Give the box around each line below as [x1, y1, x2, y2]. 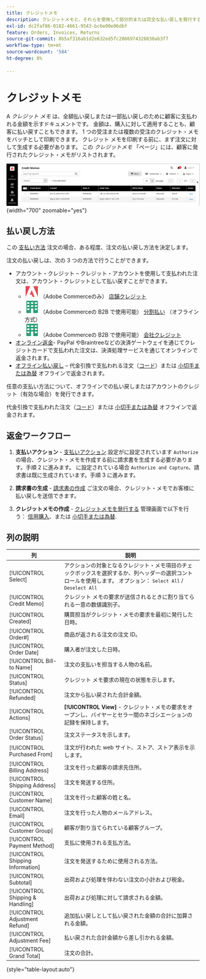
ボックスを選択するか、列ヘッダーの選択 [74, 569, 177, 577]
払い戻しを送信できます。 [15, 492, 80, 499]
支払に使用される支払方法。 [64, 839, 134, 846]
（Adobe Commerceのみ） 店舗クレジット [39, 293, 147, 300]
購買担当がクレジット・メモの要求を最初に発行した [64, 610, 193, 618]
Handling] [9, 900, 34, 908]
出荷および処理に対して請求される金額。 [64, 894, 167, 902]
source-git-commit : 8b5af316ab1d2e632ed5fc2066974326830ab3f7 [6, 36, 169, 42]
